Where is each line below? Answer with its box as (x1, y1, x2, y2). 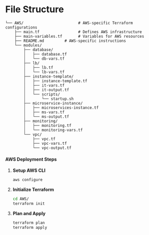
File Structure (5, 4, 64, 15)
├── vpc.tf (32, 136, 56, 141)
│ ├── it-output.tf (23, 87, 70, 92)
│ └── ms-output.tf (23, 114, 70, 119)
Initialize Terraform (12, 187, 54, 193)
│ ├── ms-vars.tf (23, 110, 65, 115)
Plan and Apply (12, 210, 46, 216)
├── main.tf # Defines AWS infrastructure (14, 29, 142, 34)
